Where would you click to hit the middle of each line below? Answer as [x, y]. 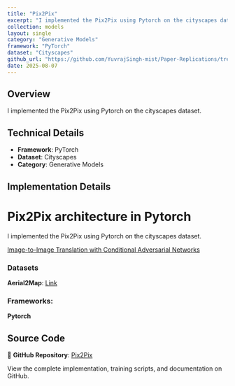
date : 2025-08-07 [33, 66]
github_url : [24, 59]
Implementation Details [59, 186]
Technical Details [46, 133]
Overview [29, 94]
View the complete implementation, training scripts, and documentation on [115, 369]
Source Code [36, 338]
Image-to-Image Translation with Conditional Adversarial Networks [104, 250]
